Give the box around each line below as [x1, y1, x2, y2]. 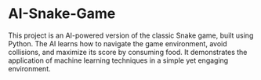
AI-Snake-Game [8, 5, 116, 23]
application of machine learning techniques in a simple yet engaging [8, 56, 229, 65]
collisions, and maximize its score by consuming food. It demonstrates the [8, 47, 248, 56]
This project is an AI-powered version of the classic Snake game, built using [8, 31, 254, 40]
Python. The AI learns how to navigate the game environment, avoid [8, 38, 227, 48]
